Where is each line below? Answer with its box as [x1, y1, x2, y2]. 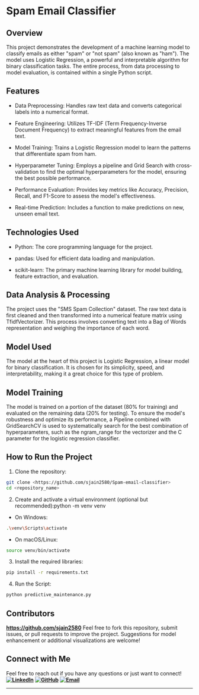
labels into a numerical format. [14, 108, 89, 115]
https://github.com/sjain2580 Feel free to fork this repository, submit [6, 624, 178, 631]
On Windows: [14, 514, 48, 521]
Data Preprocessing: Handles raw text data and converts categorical [14, 102, 182, 109]
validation [14, 168, 39, 175]
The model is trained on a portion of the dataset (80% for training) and [6, 403, 178, 411]
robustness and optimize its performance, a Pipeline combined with [6, 416, 171, 423]
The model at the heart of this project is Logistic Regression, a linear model [6, 358, 190, 365]
